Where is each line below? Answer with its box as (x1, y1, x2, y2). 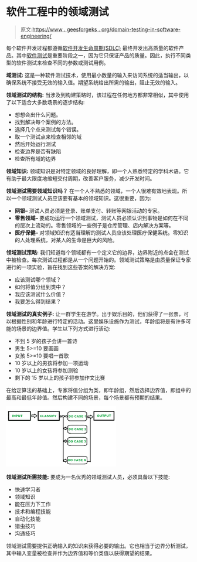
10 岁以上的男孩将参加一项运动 (14, 359, 89, 366)
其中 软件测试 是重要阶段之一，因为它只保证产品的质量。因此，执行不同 (16, 52, 186, 59)
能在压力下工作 (14, 500, 51, 507)
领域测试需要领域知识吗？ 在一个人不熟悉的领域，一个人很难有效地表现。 (6, 187, 182, 194)
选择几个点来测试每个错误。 (14, 125, 82, 132)
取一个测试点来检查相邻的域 (14, 133, 82, 140)
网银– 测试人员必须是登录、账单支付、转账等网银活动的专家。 (14, 207, 163, 214)
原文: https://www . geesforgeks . (20, 26, 100, 33)
